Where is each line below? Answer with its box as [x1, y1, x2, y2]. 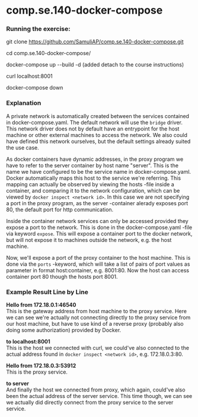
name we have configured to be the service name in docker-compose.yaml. [6, 168, 191, 175]
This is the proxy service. [6, 368, 68, 375]
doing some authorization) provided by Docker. [6, 327, 122, 334]
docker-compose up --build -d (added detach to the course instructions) [6, 61, 184, 68]
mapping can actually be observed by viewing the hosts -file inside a [6, 180, 175, 187]
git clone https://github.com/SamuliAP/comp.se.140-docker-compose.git [6, 38, 184, 45]
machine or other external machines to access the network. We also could [6, 131, 188, 138]
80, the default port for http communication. [6, 206, 114, 213]
